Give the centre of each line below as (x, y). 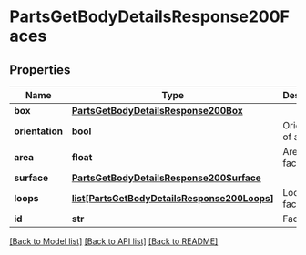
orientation (39, 131)
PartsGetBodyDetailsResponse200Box (157, 111)
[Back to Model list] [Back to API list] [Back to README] (114, 241)
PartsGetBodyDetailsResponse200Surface (166, 178)
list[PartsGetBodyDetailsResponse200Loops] (173, 198)
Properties (40, 70)
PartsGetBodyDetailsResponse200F (149, 17)
